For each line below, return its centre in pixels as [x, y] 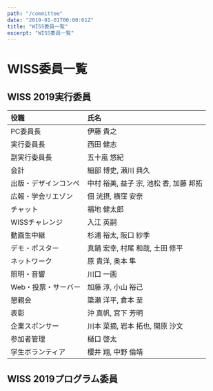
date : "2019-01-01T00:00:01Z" [51, 20]
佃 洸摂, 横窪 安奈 [115, 197]
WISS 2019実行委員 [49, 97]
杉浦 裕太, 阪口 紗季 [119, 235]
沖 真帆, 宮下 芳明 [115, 313]
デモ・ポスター [35, 248]
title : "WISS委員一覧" [38, 26]
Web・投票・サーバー [45, 287]
